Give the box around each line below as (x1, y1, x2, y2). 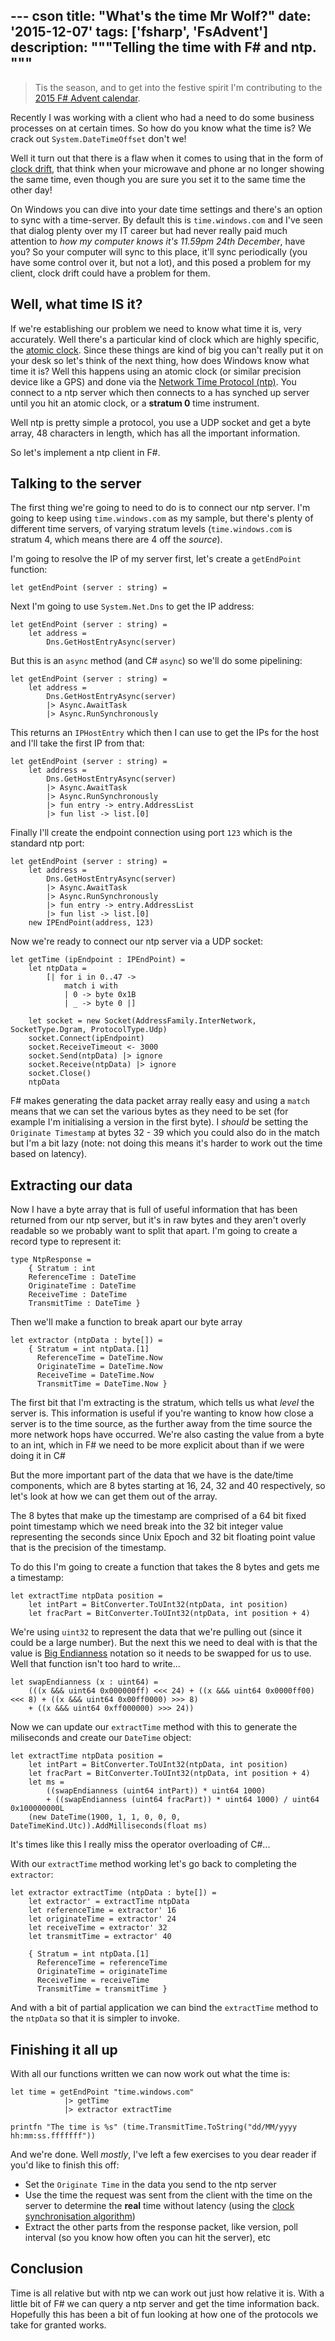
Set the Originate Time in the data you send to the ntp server (24, 2179, 277, 2191)
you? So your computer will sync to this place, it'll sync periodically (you (10, 245, 308, 258)
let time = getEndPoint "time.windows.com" (10, 2087, 195, 2098)
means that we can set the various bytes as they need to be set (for (10, 1105, 289, 1118)
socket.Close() (28, 1069, 92, 1079)
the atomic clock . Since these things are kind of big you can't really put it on (10, 344, 324, 356)
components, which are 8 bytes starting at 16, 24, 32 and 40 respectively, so (10, 1480, 326, 1492)
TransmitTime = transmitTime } (36, 1984, 168, 1994)
